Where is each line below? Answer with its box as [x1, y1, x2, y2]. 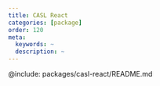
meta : [8, 33, 26, 41]
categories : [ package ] [8, 19, 82, 27]
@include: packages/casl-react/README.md [8, 70, 153, 78]
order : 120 [8, 26, 44, 34]
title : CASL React [8, 11, 68, 20]
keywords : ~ [15, 41, 55, 48]
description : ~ [15, 48, 65, 56]
